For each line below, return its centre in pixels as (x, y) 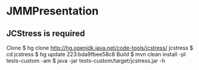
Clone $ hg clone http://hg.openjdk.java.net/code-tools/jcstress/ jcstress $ (100, 48)
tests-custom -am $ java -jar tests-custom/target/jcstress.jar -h (86, 61)
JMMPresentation (52, 11)
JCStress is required (46, 33)
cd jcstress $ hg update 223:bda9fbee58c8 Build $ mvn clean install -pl (96, 54)
